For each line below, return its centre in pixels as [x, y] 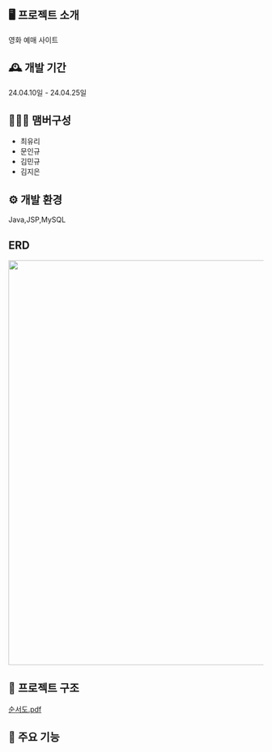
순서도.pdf [25, 709]
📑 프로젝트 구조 [44, 688]
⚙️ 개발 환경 [36, 200]
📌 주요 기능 [34, 737]
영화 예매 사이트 [34, 40]
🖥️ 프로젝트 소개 [44, 15]
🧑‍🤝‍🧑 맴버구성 [40, 121]
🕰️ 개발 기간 [37, 68]
